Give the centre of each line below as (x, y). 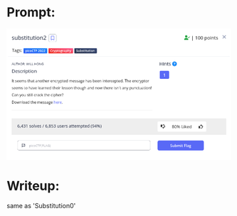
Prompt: (31, 12)
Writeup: (33, 186)
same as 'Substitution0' (41, 206)
